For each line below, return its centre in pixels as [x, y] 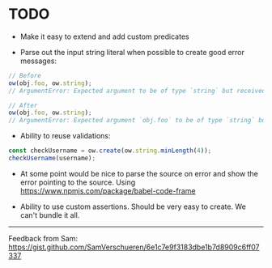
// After [23, 105]
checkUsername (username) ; [52, 159]
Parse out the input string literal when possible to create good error [132, 52]
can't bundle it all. [50, 215]
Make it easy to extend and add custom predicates [104, 36]
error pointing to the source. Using [78, 182]
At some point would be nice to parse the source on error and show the [139, 173]
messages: [38, 61]
